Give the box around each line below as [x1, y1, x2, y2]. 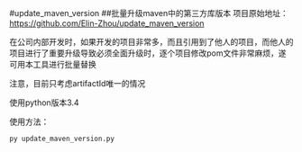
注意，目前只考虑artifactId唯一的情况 [9, 78, 146, 88]
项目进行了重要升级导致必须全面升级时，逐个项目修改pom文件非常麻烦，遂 [9, 48, 287, 58]
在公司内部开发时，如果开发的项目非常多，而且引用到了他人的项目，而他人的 [9, 37, 294, 47]
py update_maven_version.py [9, 134, 115, 143]
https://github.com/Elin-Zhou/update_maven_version [9, 18, 205, 29]
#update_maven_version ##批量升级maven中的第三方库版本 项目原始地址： [9, 8, 288, 18]
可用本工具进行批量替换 [9, 59, 96, 69]
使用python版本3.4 [9, 97, 79, 108]
